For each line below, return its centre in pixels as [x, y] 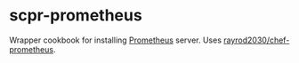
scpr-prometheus [76, 16]
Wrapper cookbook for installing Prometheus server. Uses [116, 40]
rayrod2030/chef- [257, 40]
